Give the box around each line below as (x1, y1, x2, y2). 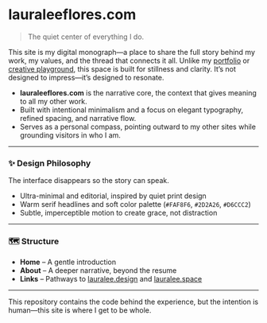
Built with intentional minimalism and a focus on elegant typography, (19, 105, 244, 115)
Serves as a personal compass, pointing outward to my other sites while (19, 122, 257, 131)
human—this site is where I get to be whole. (8, 305, 152, 315)
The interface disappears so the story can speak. (8, 176, 169, 185)
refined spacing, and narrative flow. (19, 113, 137, 123)
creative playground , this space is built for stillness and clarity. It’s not (8, 64, 237, 73)
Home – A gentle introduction (19, 257, 117, 267)
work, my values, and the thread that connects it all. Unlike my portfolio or (8, 56, 250, 65)
